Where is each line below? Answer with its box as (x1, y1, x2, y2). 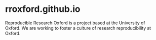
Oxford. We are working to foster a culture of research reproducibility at (5, 25, 152, 31)
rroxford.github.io (5, 3, 80, 15)
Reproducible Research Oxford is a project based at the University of (5, 20, 146, 26)
